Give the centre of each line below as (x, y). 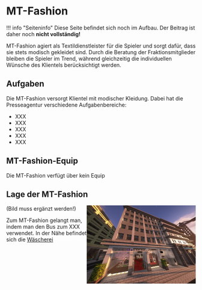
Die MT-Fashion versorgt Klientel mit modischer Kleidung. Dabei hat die (95, 98)
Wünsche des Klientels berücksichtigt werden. (64, 65)
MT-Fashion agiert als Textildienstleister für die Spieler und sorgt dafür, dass (101, 46)
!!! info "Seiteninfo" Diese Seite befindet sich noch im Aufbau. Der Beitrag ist (101, 28)
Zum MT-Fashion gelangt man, (44, 220)
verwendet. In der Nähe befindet (47, 233)
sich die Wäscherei (30, 239)
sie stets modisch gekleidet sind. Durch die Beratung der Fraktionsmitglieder (101, 52)
